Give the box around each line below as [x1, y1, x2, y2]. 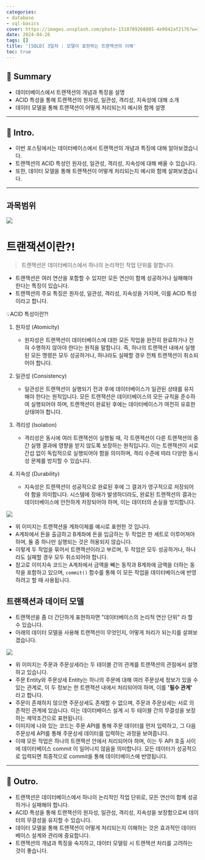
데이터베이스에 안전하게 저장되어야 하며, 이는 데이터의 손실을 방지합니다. [24, 499, 196, 506]
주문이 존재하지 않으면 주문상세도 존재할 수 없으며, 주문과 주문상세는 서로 [15, 699, 188, 706]
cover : [6, 26, 23, 32]
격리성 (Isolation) [15, 421, 57, 429]
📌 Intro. [6, 127, 35, 138]
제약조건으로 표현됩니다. [26, 714, 84, 722]
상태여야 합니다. [24, 408, 62, 416]
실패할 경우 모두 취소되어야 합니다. [26, 554, 109, 561]
